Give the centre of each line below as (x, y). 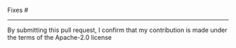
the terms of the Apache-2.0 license (60, 37)
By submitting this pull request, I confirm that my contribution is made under (117, 30)
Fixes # (18, 10)
